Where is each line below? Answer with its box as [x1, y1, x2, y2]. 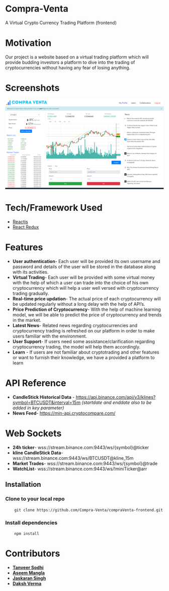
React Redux [12, 224, 39, 230]
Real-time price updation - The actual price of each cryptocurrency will [12, 296, 161, 302]
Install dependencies [5, 519, 58, 526]
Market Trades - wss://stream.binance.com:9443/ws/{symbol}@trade [12, 461, 158, 467]
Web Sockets [5, 428, 62, 439]
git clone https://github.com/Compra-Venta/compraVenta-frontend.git [14, 508, 163, 513]
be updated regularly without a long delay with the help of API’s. [12, 301, 145, 307]
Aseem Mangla [12, 569, 45, 576]
